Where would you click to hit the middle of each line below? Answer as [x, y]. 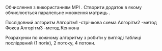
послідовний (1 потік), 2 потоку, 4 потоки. [50, 43]
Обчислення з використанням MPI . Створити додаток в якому [74, 7]
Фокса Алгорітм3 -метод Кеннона [42, 28]
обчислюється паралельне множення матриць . [58, 13]
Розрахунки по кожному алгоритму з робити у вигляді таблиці [73, 38]
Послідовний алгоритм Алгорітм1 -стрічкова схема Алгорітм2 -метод [81, 22]
